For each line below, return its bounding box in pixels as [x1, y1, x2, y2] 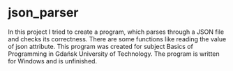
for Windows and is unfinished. [8, 57, 97, 65]
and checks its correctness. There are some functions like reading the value [8, 34, 227, 43]
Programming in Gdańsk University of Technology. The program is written [8, 50, 220, 58]
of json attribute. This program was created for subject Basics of [8, 42, 194, 50]
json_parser [8, 5, 79, 21]
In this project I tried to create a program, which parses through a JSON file [8, 28, 225, 36]
